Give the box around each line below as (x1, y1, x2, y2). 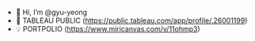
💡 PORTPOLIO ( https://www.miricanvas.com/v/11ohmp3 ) (15, 24, 200, 33)
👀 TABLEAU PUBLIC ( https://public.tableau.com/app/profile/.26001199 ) (15, 16, 248, 25)
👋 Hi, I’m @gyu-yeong (15, 8, 88, 17)
